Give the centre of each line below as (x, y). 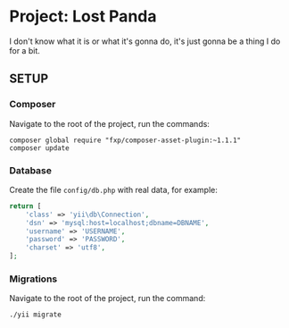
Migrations (33, 279)
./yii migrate (36, 315)
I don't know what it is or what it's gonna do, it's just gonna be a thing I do (145, 41)
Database (30, 170)
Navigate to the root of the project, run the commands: (109, 123)
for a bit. (25, 50)
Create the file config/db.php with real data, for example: (114, 189)
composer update (39, 148)
